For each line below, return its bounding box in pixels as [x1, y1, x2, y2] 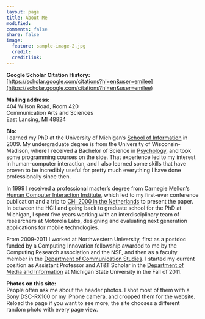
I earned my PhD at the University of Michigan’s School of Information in [6, 134, 188, 141]
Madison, [6, 147, 30, 154]
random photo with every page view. [6, 306, 99, 313]
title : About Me [6, 15, 48, 21]
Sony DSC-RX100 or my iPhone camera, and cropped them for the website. [6, 293, 196, 300]
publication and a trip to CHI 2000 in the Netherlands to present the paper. [6, 197, 193, 205]
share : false [6, 32, 40, 38]
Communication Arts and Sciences [6, 109, 93, 116]
